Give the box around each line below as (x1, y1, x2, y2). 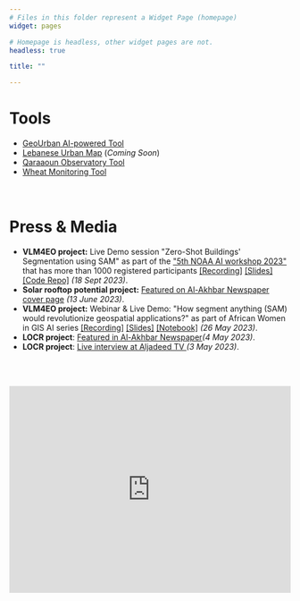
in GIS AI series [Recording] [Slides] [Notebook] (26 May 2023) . (21, 323, 258, 333)
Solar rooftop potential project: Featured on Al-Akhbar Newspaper (21, 284, 270, 295)
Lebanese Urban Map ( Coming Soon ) (21, 148, 161, 158)
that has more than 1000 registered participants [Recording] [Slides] (21, 266, 273, 275)
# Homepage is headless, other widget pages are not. (9, 38, 214, 47)
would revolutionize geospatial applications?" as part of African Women (21, 313, 286, 323)
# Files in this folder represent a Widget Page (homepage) (9, 13, 238, 22)
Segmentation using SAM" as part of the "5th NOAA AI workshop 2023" (21, 256, 287, 267)
